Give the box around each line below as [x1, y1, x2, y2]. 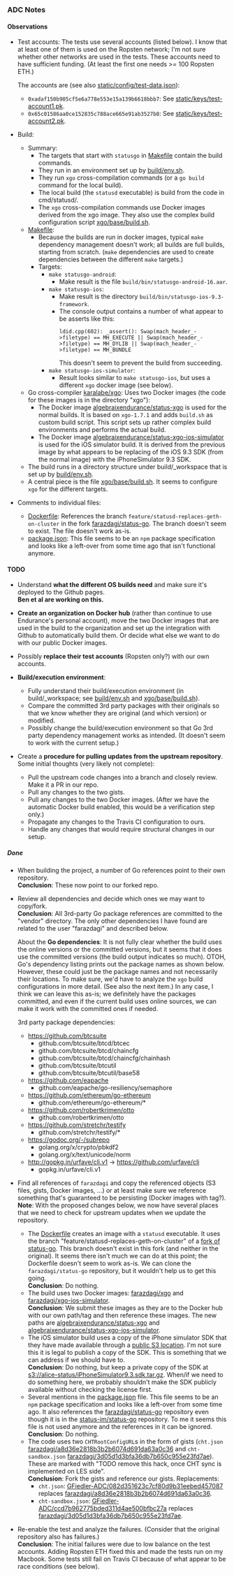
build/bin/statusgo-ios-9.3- [139, 293, 225, 301]
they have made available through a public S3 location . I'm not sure [27, 1341, 222, 1349]
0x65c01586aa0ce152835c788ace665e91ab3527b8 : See [27, 110, 175, 118]
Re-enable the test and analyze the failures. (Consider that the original [17, 1525, 220, 1534]
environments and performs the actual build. [38, 426, 166, 434]
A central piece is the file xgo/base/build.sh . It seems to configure [27, 477, 218, 486]
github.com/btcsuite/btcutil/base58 [38, 1069, 140, 1077]
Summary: [27, 144, 58, 152]
